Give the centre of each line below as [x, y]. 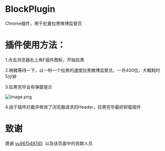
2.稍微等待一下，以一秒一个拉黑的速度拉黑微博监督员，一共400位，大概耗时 [83, 70]
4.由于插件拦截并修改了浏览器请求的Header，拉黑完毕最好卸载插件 [73, 107]
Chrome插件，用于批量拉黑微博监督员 [44, 23]
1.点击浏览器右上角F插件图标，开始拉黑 [45, 60]
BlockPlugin [30, 9]
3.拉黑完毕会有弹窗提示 [29, 87]
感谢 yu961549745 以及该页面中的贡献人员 [49, 143]
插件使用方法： [36, 45]
